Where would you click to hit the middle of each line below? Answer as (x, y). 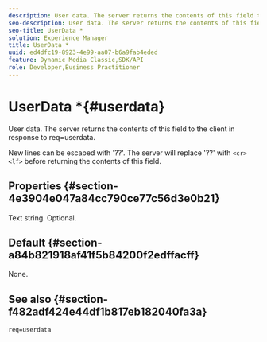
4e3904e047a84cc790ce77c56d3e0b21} (114, 198)
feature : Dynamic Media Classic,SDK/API (76, 60)
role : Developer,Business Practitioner (74, 68)
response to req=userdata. (52, 137)
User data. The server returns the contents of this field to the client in (122, 129)
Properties (35, 187)
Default (27, 242)
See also (30, 299)
